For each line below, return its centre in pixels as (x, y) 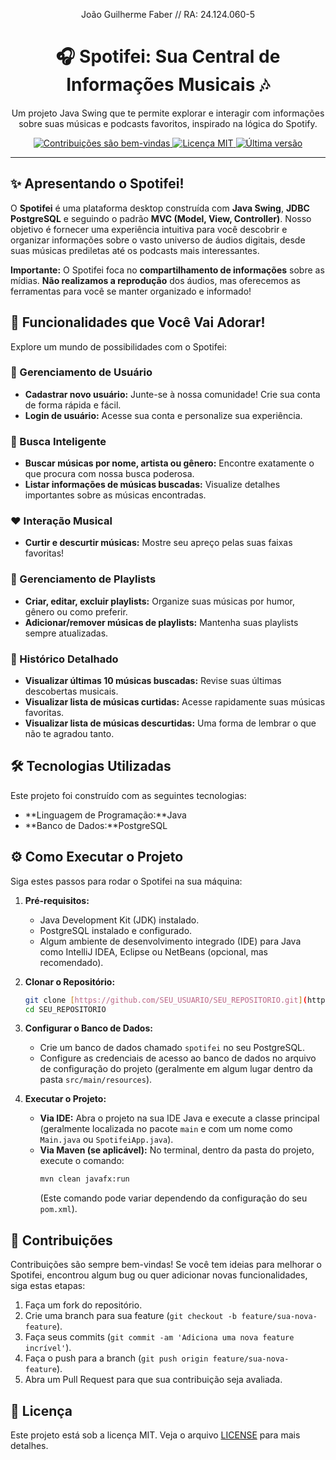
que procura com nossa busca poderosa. (109, 474)
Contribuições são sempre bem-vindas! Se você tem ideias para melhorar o (166, 1265)
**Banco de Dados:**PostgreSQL (96, 825)
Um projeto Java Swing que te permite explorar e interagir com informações (168, 113)
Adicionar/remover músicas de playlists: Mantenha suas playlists (161, 622)
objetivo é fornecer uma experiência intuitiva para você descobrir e (149, 229)
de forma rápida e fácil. (73, 405)
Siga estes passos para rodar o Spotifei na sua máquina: (126, 881)
